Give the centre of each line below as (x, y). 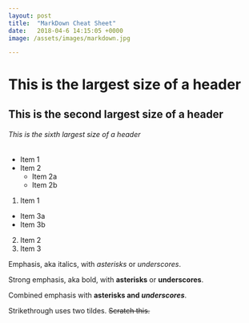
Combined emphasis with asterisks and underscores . (98, 295)
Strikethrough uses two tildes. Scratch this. (79, 311)
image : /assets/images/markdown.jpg (69, 38)
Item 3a (32, 216)
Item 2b (44, 185)
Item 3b (32, 224)
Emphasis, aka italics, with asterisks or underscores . (95, 264)
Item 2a (44, 176)
